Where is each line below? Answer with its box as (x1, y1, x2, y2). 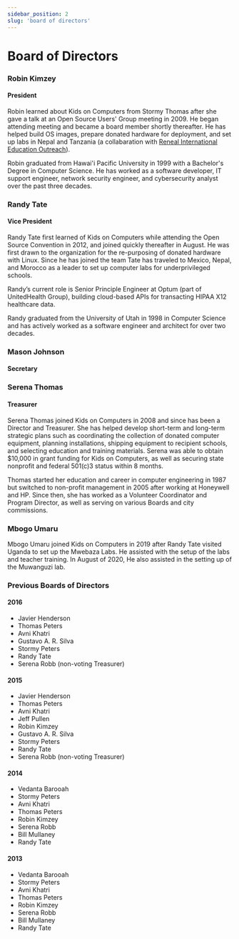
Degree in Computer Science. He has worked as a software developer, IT (7, 166, 222, 175)
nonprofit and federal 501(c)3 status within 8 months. (7, 462, 164, 470)
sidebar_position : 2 (7, 10, 69, 18)
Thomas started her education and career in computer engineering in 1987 (7, 475, 227, 484)
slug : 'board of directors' (7, 17, 91, 24)
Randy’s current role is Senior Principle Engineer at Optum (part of (7, 284, 202, 293)
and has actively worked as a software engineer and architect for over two (7, 321, 226, 329)
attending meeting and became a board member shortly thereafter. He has (7, 122, 226, 131)
